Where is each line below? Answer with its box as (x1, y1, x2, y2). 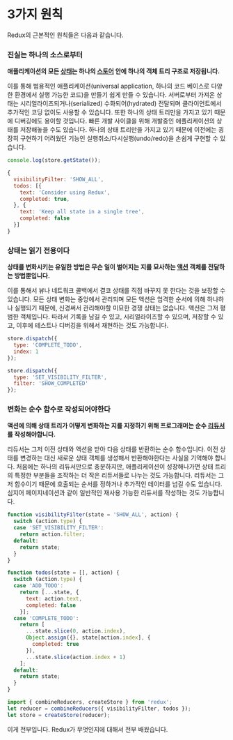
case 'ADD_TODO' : (13, 582, 64, 589)
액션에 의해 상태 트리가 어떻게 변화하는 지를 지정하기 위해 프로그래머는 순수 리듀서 (7, 421, 225, 430)
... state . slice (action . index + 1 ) (25, 654, 127, 660)
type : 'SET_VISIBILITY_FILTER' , (13, 374, 108, 381)
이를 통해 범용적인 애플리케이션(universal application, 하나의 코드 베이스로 (7, 82, 210, 91)
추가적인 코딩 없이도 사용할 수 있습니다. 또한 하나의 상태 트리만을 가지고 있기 (7, 108, 214, 116)
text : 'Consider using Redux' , (19, 189, 111, 196)
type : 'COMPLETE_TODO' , (13, 342, 82, 349)
